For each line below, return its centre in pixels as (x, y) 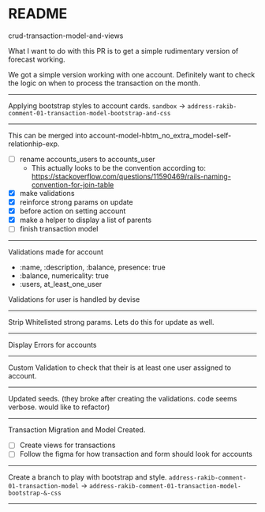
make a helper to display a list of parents (86, 220)
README (38, 14)
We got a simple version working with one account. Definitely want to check (132, 74)
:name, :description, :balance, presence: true (92, 267)
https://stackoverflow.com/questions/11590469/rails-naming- (131, 176)
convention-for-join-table (73, 185)
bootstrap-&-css (35, 493)
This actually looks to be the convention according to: (119, 168)
